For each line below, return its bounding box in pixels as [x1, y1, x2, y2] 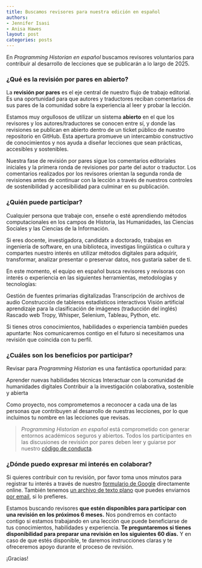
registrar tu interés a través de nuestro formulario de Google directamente [6, 480, 190, 488]
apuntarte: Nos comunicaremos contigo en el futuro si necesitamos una [6, 329, 185, 336]
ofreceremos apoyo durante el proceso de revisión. [6, 543, 134, 550]
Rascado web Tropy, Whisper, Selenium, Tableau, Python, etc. [6, 311, 161, 318]
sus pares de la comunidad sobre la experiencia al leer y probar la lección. [6, 102, 191, 109]
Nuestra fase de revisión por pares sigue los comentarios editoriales [6, 157, 176, 165]
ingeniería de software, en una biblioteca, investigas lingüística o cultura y [6, 243, 191, 250]
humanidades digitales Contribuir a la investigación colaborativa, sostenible [6, 382, 194, 390]
